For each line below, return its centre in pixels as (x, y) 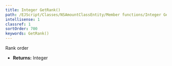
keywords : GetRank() (27, 34)
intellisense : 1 (23, 19)
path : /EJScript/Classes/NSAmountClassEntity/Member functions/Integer (83, 15)
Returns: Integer (30, 58)
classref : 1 (18, 24)
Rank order (17, 48)
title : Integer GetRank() (33, 10)
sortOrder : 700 (21, 29)
